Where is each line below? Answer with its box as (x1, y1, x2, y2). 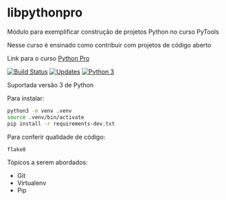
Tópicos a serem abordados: (7, 158, 88, 166)
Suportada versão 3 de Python (7, 80, 94, 89)
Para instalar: (7, 94, 45, 102)
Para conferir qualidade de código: (7, 133, 106, 141)
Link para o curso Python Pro (7, 54, 90, 63)
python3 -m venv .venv (7, 107, 72, 114)
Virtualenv (16, 179, 47, 187)
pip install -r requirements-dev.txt (7, 120, 115, 127)
